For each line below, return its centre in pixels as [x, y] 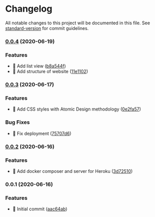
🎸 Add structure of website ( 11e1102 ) [50, 71]
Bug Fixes [18, 122]
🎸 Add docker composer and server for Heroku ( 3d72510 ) [72, 171]
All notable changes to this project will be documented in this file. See [78, 23]
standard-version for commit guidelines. [47, 28]
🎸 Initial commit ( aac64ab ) [40, 209]
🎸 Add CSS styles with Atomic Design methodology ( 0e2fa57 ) [77, 109]
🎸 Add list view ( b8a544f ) [39, 66]
